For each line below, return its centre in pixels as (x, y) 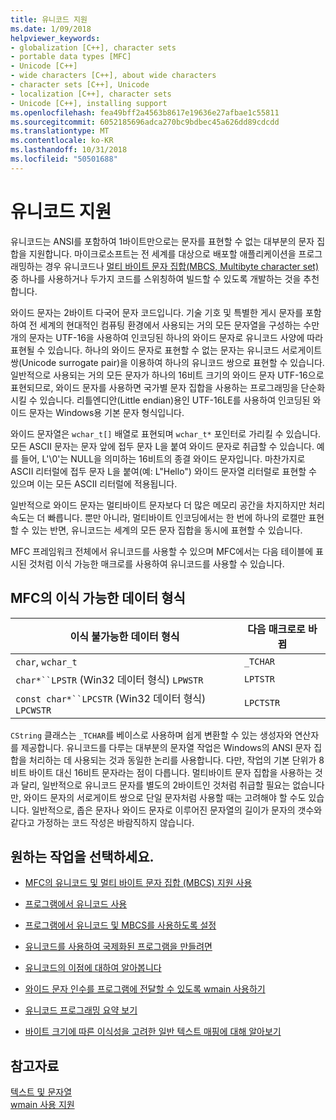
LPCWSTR (33, 710)
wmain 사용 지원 (42, 1105)
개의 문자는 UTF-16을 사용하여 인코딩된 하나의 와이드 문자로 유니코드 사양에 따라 (167, 337)
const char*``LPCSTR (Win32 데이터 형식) (111, 698)
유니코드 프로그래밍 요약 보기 (81, 1010)
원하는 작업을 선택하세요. (82, 856)
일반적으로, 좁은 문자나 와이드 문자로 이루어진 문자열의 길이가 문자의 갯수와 (177, 810)
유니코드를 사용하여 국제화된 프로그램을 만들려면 (118, 947)
